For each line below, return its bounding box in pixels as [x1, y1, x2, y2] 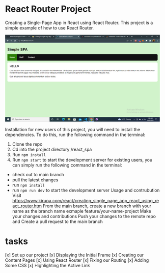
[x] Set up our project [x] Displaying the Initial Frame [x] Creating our [5, 252, 144, 258]
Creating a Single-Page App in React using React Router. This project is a [5, 20, 153, 26]
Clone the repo [12, 141, 43, 147]
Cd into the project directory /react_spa [12, 146, 92, 152]
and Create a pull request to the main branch [12, 218, 103, 224]
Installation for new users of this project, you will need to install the [5, 126, 140, 132]
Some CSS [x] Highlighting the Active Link [5, 262, 90, 268]
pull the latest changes [12, 177, 58, 183]
